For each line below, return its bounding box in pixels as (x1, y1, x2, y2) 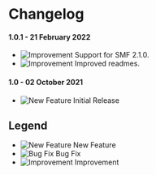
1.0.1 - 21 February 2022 (8, 32, 91, 41)
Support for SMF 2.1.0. (74, 50, 149, 60)
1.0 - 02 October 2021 (8, 77, 84, 87)
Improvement (74, 157, 119, 167)
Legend (8, 118, 48, 132)
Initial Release (72, 95, 120, 105)
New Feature (72, 140, 116, 150)
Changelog (8, 5, 84, 23)
